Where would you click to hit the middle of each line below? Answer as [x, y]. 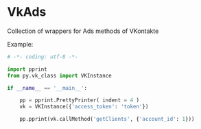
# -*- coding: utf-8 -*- [43, 57]
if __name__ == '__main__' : [47, 88]
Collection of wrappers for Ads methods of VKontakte [83, 31]
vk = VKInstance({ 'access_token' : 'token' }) [84, 107]
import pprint [27, 69]
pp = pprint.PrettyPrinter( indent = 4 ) [79, 100]
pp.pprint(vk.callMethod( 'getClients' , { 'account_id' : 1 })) [107, 119]
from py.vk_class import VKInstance [59, 75]
